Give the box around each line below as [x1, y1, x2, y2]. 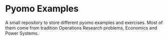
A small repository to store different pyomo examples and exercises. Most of [5, 19, 163, 25]
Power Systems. [5, 30, 39, 36]
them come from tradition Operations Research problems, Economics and [5, 24, 157, 30]
